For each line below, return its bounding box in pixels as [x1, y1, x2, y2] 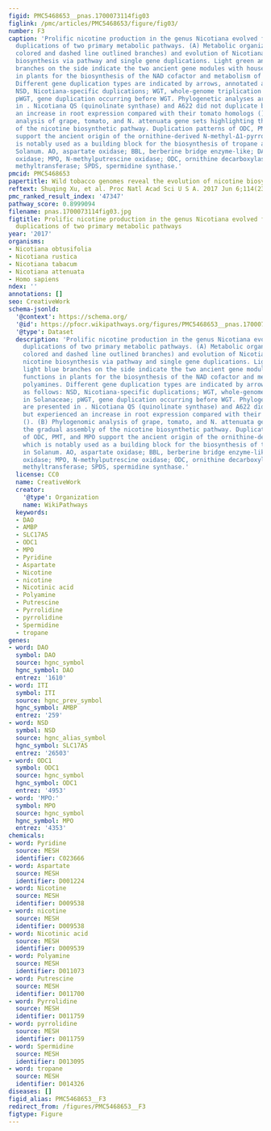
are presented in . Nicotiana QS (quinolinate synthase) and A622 [23, 403, 251, 411]
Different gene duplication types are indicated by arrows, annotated [15, 79, 258, 87]
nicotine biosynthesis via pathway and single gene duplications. [23, 358, 251, 366]
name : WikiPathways [23, 501, 89, 509]
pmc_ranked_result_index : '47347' [8, 192, 125, 201]
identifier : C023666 [15, 854, 85, 862]
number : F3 [8, 27, 45, 35]
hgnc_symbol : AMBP [15, 704, 78, 712]
